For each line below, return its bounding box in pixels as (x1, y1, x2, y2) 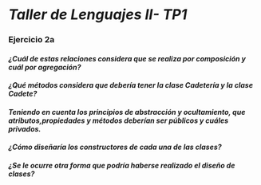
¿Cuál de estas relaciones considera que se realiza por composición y (8, 53, 246, 63)
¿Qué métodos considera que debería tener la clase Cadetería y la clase (8, 81, 254, 90)
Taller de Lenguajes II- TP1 (8, 6, 188, 24)
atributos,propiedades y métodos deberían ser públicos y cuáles (8, 116, 229, 125)
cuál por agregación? (8, 62, 81, 72)
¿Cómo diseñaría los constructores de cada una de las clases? (8, 142, 222, 152)
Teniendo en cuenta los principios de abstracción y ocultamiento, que (8, 107, 246, 116)
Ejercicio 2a (8, 34, 55, 45)
